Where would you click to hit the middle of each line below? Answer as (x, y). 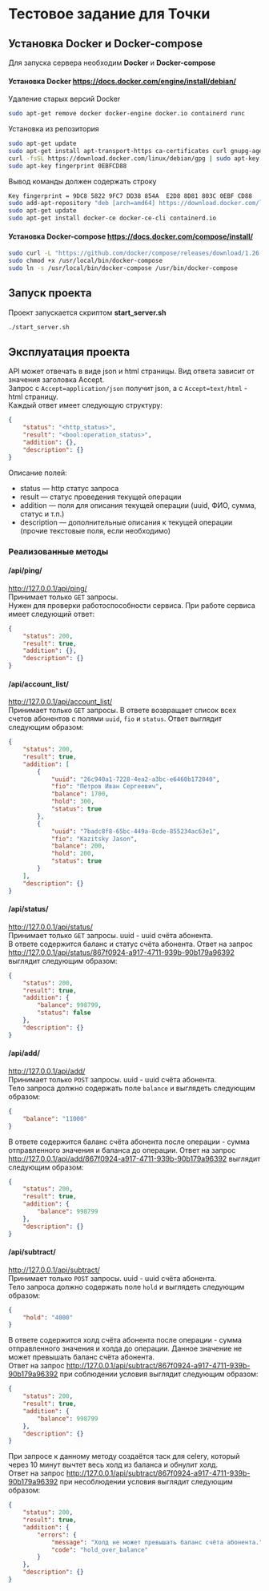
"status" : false (64, 1013)
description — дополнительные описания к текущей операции (126, 522)
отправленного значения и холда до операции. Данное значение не (125, 1349)
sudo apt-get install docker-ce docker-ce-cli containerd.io (112, 218)
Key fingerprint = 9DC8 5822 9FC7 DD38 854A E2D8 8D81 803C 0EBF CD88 (130, 196)
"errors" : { (57, 1535)
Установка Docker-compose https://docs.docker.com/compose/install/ (131, 236)
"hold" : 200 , (72, 854)
